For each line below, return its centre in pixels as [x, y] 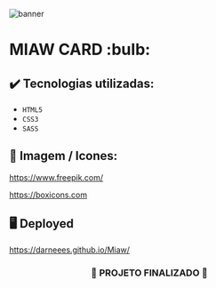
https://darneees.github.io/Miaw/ [70, 250]
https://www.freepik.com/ [56, 177]
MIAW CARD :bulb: [80, 50]
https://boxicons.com [48, 195]
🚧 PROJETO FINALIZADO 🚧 [149, 273]
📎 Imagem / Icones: [64, 156]
